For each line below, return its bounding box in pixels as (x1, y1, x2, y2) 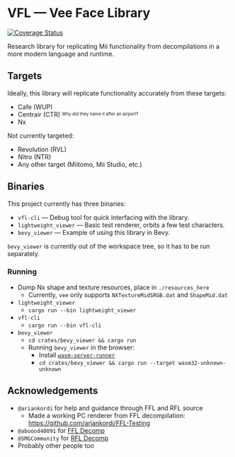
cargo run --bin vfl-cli (28, 322, 102, 329)
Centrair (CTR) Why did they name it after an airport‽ (17, 110, 139, 118)
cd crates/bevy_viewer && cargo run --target (38, 359, 176, 366)
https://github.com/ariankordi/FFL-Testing (28, 419, 151, 427)
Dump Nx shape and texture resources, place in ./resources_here (17, 283, 210, 291)
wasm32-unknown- (178, 359, 227, 366)
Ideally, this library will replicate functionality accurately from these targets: (7, 88, 227, 97)
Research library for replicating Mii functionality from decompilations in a (7, 42, 220, 50)
